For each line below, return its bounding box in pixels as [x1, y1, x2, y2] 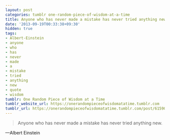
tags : [5, 31, 17, 36]
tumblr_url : [5, 106, 30, 111]
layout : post [5, 7, 33, 13]
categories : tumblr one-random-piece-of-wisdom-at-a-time [5, 12, 130, 17]
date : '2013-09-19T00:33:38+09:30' [5, 21, 80, 27]
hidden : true [5, 26, 33, 31]
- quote [5, 87, 22, 92]
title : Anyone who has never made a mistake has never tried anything [5, 17, 157, 22]
